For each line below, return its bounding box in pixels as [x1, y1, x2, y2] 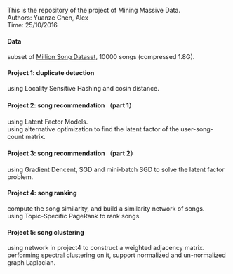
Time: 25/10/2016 [7, 21, 58, 29]
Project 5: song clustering [7, 228, 84, 236]
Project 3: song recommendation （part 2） [7, 149, 137, 157]
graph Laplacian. [7, 259, 56, 267]
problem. [7, 172, 34, 181]
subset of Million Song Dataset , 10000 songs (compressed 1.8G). [7, 53, 195, 61]
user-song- [180, 124, 214, 133]
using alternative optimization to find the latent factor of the [7, 124, 180, 133]
